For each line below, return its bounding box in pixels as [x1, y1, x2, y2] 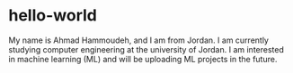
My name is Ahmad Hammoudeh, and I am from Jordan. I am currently [8, 35, 269, 45]
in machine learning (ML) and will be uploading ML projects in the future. [8, 53, 278, 64]
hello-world [8, 5, 98, 26]
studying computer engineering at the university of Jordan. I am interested [8, 44, 285, 54]
